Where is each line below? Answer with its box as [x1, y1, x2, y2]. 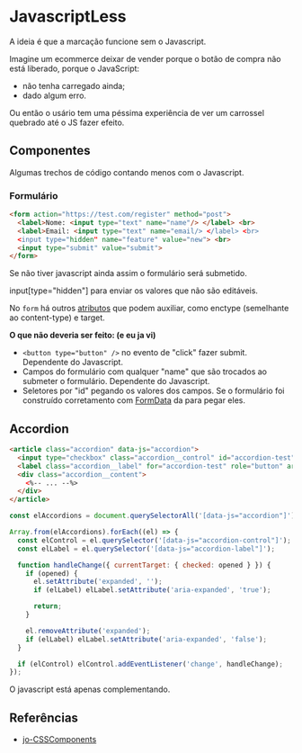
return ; [32, 602, 63, 611]
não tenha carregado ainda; [22, 80, 126, 91]
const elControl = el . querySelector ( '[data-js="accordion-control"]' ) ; [17, 535, 292, 545]
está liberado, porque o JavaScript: [9, 63, 140, 74]
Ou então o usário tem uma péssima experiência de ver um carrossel [9, 107, 265, 118]
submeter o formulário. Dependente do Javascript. [22, 376, 210, 387]
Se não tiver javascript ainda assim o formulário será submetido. [9, 268, 247, 279]
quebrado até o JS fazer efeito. [9, 117, 125, 128]
